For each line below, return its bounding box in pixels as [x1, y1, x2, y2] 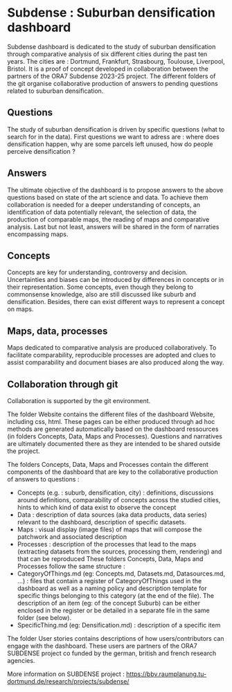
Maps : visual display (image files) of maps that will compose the [17, 525, 202, 533]
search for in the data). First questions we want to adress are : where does [7, 132, 220, 141]
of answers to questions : [7, 475, 80, 483]
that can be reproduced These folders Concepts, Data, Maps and [17, 555, 204, 562]
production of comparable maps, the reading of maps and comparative [7, 215, 210, 223]
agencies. [7, 657, 35, 664]
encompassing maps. [7, 230, 69, 238]
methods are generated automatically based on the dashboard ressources [7, 425, 219, 433]
